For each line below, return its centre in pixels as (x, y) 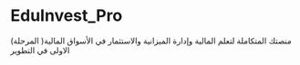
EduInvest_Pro (67, 16)
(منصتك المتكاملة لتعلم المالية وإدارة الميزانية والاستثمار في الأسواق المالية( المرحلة (151, 41)
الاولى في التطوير (40, 50)
